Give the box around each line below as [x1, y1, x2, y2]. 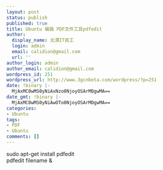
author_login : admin [6, 60, 59, 66]
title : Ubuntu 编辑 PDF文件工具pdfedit [6, 26, 103, 32]
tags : [6, 116, 20, 122]
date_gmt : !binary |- [6, 94, 62, 100]
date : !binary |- [6, 83, 51, 89]
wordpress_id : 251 [6, 71, 53, 77]
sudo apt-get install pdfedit [6, 150, 74, 157]
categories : [6, 105, 37, 112]
